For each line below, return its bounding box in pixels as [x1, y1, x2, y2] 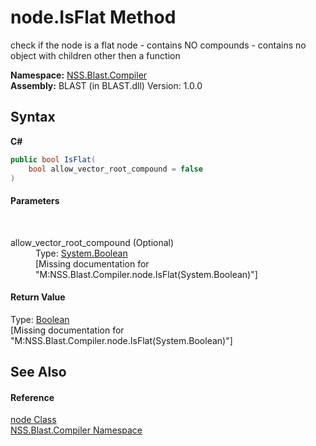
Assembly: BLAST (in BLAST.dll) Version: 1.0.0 [10, 79, 203, 91]
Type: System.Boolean [35, 247, 128, 259]
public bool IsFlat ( [10, 154, 97, 165]
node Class [10, 414, 57, 426]
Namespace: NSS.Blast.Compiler [10, 69, 148, 81]
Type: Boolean [10, 313, 70, 325]
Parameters [10, 194, 60, 206]
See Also [10, 364, 67, 381]
